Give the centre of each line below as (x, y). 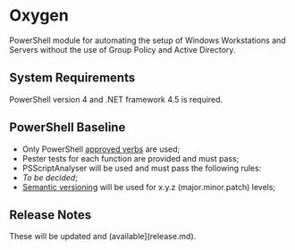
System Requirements (72, 78)
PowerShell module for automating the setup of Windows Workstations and (147, 40)
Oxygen (39, 16)
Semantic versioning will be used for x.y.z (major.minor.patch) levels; (149, 187)
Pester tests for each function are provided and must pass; (131, 158)
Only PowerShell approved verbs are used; (101, 149)
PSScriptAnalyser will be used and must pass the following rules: (142, 168)
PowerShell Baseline (67, 127)
